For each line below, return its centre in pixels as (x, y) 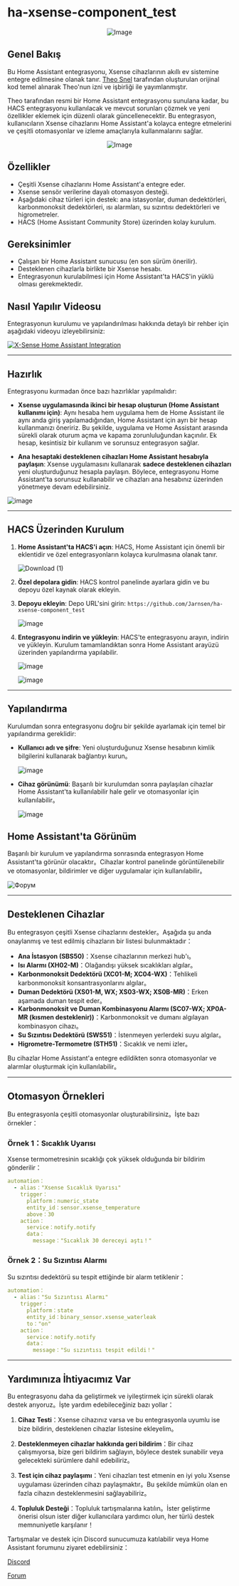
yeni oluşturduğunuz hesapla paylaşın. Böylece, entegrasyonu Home (118, 472)
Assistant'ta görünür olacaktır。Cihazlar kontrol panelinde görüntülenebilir (116, 862)
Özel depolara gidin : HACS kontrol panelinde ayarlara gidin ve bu (113, 582)
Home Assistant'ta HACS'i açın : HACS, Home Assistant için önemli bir (121, 547)
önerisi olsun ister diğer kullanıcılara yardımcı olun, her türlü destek (116, 1516)
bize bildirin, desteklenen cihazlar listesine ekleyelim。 (97, 1429)
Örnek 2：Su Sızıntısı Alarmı (57, 1261)
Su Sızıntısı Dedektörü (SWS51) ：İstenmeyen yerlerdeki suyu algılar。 (121, 1035)
